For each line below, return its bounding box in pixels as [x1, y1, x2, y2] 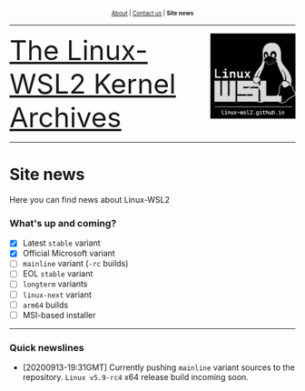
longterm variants [22, 278, 88, 289]
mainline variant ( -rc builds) [22, 258, 129, 269]
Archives [9, 100, 123, 135]
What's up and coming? [9, 216, 117, 229]
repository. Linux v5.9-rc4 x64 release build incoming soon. [22, 372, 250, 383]
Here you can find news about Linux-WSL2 [9, 194, 171, 205]
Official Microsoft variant [22, 248, 115, 259]
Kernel [93, 66, 177, 101]
